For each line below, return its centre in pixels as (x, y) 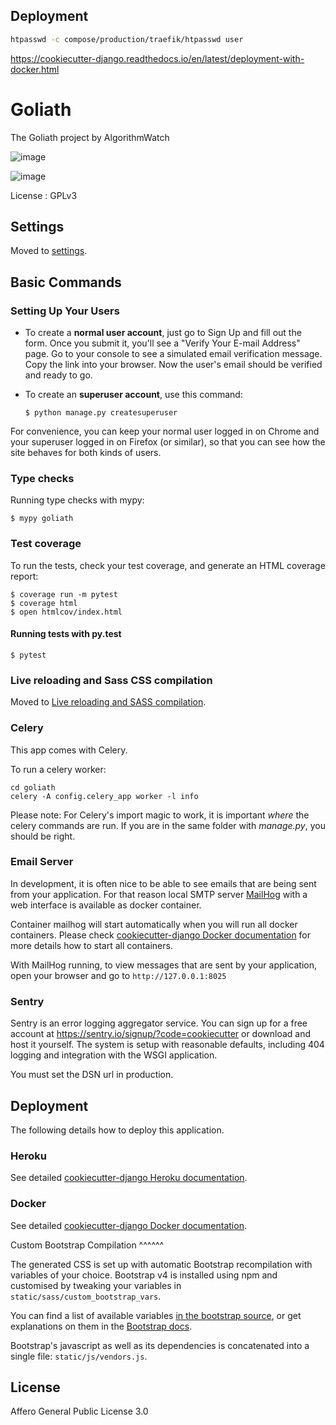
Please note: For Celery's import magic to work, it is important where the (160, 815)
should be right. (43, 836)
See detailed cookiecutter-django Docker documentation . (128, 1225)
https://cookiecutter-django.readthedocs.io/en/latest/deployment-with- (157, 58)
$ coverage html (44, 603)
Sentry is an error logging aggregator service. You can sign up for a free (159, 1023)
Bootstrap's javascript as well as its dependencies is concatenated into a (160, 1345)
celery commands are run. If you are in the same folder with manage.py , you (168, 825)
